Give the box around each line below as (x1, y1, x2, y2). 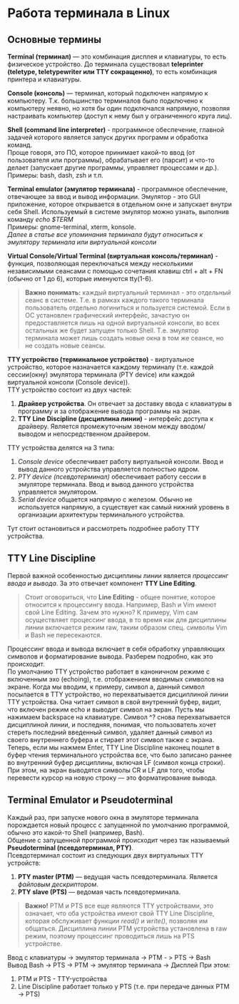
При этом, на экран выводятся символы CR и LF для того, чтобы (7, 766, 205, 774)
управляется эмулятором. (17, 487, 98, 496)
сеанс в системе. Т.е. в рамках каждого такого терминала (24, 296, 205, 304)
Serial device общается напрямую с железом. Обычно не (17, 495, 193, 504)
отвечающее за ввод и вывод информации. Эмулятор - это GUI (7, 193, 201, 201)
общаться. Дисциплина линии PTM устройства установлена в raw (24, 924, 228, 933)
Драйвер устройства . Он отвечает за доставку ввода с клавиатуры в (17, 400, 232, 407)
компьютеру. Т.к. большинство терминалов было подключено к (7, 96, 203, 105)
